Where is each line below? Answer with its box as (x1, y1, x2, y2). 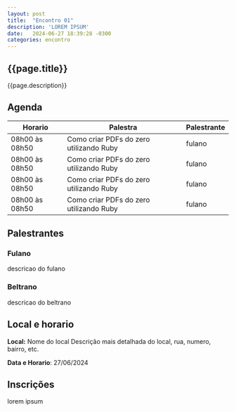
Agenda (7, 101, 43, 113)
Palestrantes (7, 228, 65, 240)
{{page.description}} (7, 81, 67, 89)
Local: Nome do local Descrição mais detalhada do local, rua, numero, (7, 337, 211, 345)
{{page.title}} (7, 63, 68, 75)
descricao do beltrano (7, 298, 72, 307)
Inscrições (7, 378, 55, 390)
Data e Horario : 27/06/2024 (7, 358, 89, 366)
